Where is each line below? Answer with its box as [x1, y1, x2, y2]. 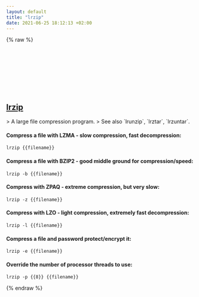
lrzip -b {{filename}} [6, 171, 63, 177]
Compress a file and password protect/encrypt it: [6, 235, 131, 242]
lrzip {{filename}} [6, 145, 55, 151]
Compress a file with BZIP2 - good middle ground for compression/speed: [6, 157, 194, 164]
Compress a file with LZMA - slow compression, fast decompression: [6, 131, 182, 139]
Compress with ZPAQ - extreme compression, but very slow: [6, 183, 160, 191]
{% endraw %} [6, 284, 43, 292]
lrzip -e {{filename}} [6, 249, 63, 255]
